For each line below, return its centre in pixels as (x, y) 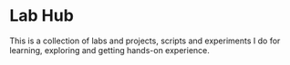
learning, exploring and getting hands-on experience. (109, 50)
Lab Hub (42, 16)
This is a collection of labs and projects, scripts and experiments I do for (145, 41)
